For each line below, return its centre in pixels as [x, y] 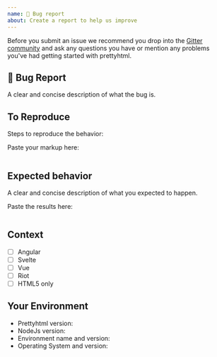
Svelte [27, 260]
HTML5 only [36, 284]
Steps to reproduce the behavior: [55, 134]
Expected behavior [50, 176]
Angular [29, 252]
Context [25, 235]
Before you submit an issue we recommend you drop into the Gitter [105, 40]
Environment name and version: [64, 338]
